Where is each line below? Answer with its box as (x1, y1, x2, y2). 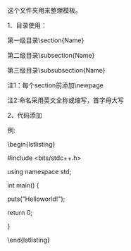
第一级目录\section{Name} (7, 36, 85, 44)
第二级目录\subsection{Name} (7, 51, 95, 59)
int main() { (7, 181, 40, 189)
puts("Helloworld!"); (7, 195, 65, 203)
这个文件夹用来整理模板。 (7, 6, 82, 14)
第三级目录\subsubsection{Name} (7, 66, 106, 74)
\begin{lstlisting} (7, 140, 56, 148)
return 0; (7, 209, 33, 216)
